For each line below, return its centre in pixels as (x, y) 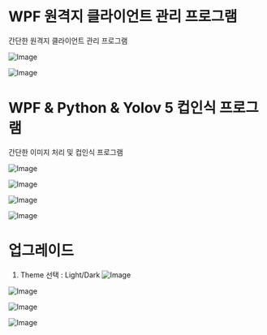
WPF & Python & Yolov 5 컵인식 (112, 108)
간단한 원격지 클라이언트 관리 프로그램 (68, 41)
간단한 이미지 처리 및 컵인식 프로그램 (66, 152)
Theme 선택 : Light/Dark (60, 275)
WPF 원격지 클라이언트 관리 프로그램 (123, 17)
